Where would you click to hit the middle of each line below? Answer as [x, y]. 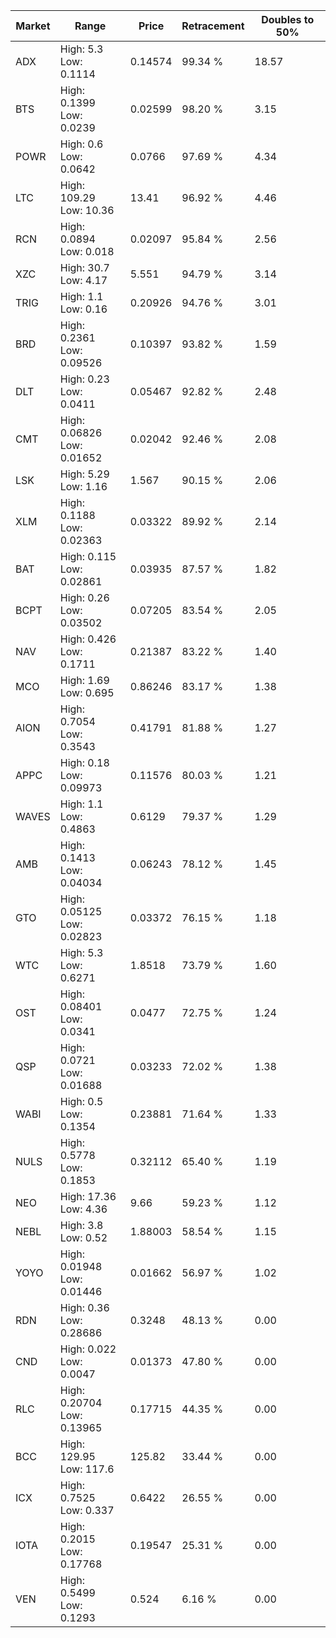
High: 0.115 [88, 556]
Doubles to [288, 19]
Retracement [213, 26]
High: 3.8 [81, 1225]
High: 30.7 [84, 267]
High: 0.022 [88, 1349]
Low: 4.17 [83, 280]
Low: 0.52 [83, 1237]
